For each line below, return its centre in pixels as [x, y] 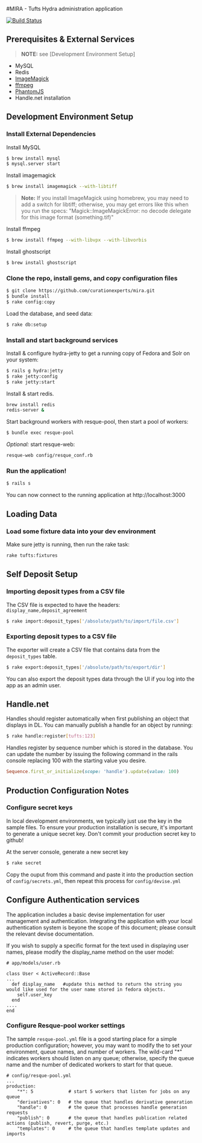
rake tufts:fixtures [32, 555]
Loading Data [32, 514]
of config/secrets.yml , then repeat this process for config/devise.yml [93, 881]
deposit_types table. [32, 656]
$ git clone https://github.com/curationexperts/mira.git [80, 291]
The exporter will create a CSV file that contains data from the [83, 650]
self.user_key [35, 995]
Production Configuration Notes [68, 790]
